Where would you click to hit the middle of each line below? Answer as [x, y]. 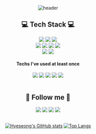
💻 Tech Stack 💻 [48, 25]
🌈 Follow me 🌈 [48, 97]
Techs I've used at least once [48, 64]
